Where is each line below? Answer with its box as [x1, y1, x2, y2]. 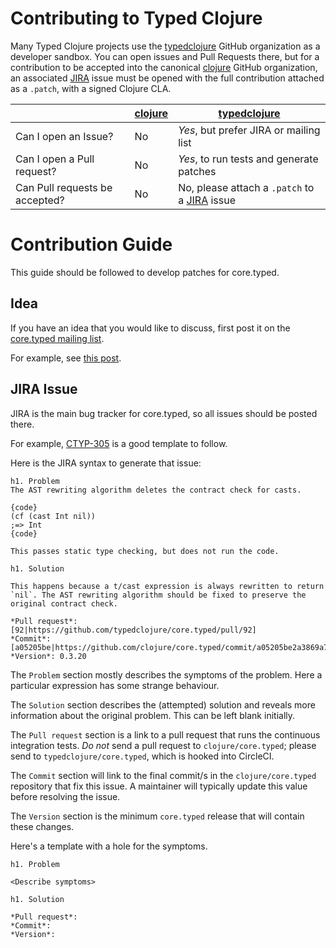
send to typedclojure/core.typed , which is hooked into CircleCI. [10, 750, 275, 762]
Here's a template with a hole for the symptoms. [10, 840, 208, 852]
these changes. [10, 820, 75, 832]
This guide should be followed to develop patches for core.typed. [10, 266, 280, 278]
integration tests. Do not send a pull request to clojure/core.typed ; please [10, 739, 317, 751]
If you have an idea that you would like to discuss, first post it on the [10, 322, 291, 334]
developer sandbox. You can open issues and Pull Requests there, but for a [10, 50, 320, 62]
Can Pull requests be [15, 180, 113, 194]
